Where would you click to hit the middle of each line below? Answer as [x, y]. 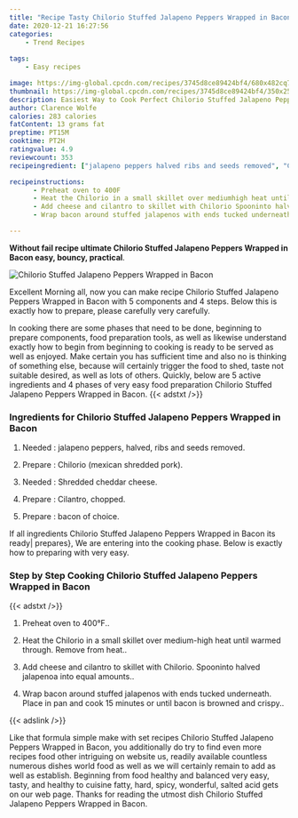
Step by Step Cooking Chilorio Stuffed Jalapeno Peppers [133, 576]
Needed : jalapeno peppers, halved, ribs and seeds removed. [133, 448]
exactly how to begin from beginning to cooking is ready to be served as [141, 347]
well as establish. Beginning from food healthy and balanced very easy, [140, 775]
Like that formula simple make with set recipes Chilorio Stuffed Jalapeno [141, 738]
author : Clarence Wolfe [53, 108]
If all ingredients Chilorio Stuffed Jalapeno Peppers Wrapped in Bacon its [142, 533]
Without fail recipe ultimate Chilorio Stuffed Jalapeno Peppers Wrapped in [149, 248]
